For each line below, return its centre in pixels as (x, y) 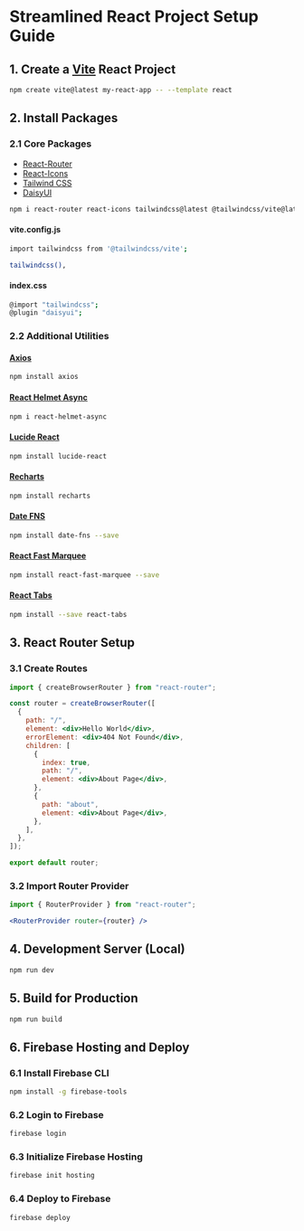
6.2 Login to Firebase (57, 1114)
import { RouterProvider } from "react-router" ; (103, 905)
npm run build (36, 1019)
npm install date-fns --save (64, 535)
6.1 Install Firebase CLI (60, 1073)
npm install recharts (50, 496)
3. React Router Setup (72, 643)
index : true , (66, 762)
